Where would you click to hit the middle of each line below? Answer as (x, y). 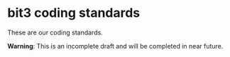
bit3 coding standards (74, 13)
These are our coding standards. (55, 32)
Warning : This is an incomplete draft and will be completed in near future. (115, 46)
